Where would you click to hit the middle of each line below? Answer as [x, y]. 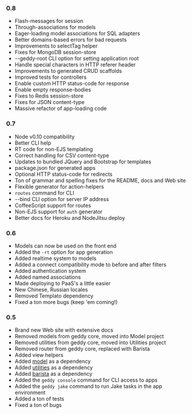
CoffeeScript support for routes [53, 205]
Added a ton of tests [39, 399]
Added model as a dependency [53, 361]
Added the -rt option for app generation [64, 252]
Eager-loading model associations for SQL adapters [77, 34]
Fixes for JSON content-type [49, 102]
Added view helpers [39, 355]
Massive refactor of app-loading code [61, 108]
